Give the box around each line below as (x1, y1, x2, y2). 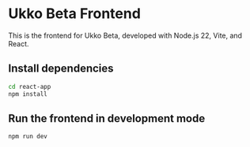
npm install (8, 90, 47, 98)
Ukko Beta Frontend (8, 5, 141, 23)
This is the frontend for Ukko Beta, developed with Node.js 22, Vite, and (8, 31, 243, 40)
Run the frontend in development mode (8, 112, 206, 125)
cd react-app (8, 83, 51, 90)
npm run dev (8, 133, 47, 141)
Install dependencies (8, 62, 114, 75)
